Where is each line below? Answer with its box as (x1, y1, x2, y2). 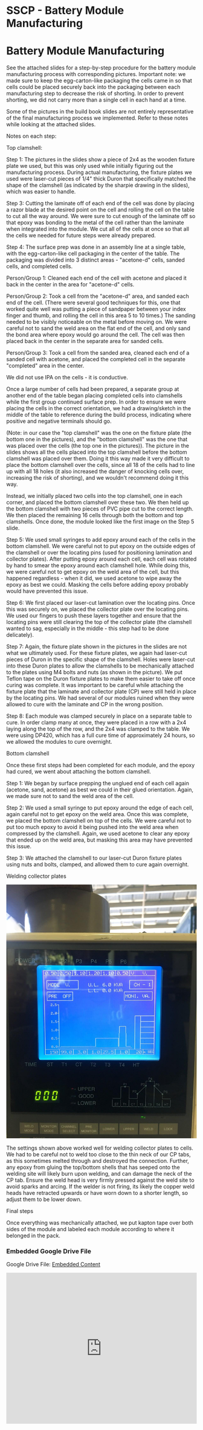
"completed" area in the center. (6, 362, 85, 369)
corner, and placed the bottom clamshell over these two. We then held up (6, 499, 189, 506)
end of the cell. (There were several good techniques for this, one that (6, 299, 181, 306)
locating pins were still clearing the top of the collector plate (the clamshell (6, 619, 192, 626)
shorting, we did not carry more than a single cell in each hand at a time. (6, 96, 187, 103)
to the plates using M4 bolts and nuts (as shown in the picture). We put (6, 669, 183, 676)
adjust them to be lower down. (6, 1196, 82, 1203)
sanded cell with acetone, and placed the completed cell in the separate (6, 356, 185, 363)
